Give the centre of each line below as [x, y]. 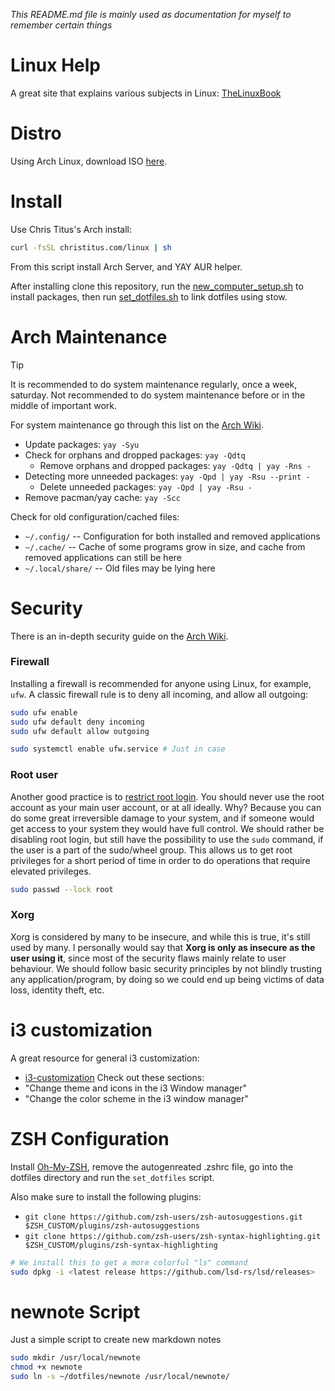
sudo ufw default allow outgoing [80, 731]
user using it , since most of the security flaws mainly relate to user [148, 958]
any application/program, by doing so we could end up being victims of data [167, 979]
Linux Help [55, 65]
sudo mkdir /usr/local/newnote [75, 1358]
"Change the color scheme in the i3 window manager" [136, 1098]
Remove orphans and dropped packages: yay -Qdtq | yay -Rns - [175, 465]
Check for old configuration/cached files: [95, 516]
